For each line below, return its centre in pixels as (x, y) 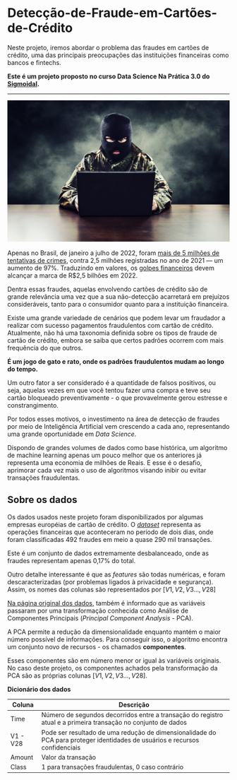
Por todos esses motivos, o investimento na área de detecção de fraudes (114, 419)
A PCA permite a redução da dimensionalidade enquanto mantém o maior (114, 632)
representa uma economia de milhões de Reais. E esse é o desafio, (105, 462)
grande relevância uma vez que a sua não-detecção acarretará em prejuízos (119, 296)
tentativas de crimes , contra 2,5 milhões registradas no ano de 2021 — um (115, 260)
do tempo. (23, 369)
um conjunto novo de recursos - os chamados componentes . (97, 646)
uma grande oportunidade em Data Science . (72, 434)
